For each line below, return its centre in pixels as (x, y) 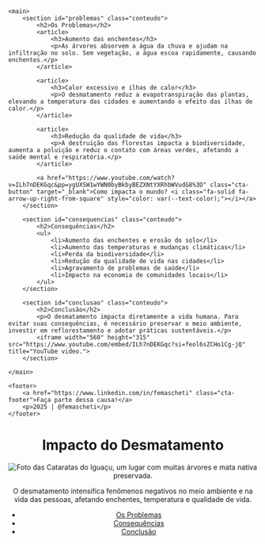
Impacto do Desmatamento (133, 445)
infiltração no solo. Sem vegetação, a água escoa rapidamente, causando (132, 53)
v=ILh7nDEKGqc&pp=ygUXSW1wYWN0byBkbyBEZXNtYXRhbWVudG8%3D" (108, 185)
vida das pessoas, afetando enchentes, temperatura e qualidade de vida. (132, 499)
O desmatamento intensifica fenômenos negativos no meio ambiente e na (133, 491)
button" (21, 192)
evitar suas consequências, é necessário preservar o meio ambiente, (125, 324)
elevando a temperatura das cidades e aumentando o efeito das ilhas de (131, 102)
